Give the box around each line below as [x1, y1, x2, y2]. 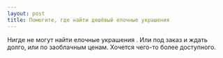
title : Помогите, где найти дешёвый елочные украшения [7, 17, 170, 23]
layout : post [7, 10, 45, 17]
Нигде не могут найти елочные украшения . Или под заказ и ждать [7, 35, 208, 43]
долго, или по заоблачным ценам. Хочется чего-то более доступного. [7, 43, 216, 51]
